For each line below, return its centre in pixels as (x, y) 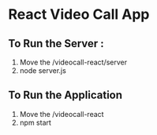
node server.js (43, 71)
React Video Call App (79, 15)
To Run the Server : (56, 44)
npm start (35, 122)
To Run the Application (65, 95)
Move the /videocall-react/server (73, 62)
